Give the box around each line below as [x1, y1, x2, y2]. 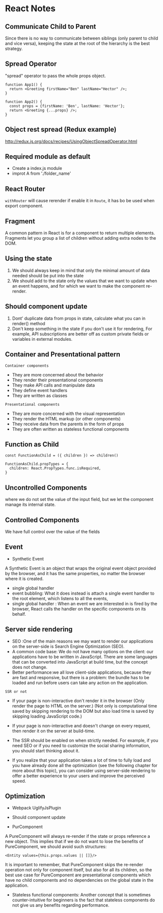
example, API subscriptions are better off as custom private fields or [12, 331, 149, 337]
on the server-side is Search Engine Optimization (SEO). [12, 643, 125, 649]
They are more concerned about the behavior [12, 372, 104, 377]
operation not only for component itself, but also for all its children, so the [5, 867, 152, 873]
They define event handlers [12, 387, 68, 393]
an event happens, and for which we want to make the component [12, 283, 145, 289]
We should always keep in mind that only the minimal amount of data [12, 267, 150, 273]
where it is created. [5, 576, 44, 581]
